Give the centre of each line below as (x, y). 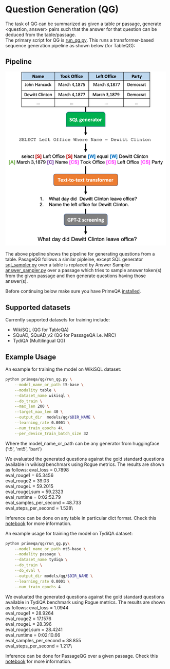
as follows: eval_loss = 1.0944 (37, 607)
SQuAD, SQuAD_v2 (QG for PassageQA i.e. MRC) (64, 335)
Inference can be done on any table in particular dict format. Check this (81, 518)
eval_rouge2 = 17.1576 (29, 619)
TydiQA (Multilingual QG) (39, 341)
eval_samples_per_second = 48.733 (43, 502)
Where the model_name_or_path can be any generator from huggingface (82, 443)
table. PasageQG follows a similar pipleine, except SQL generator (74, 259)
